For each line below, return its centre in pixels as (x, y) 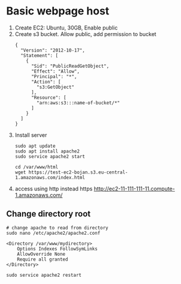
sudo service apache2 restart (44, 275)
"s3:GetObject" (56, 87)
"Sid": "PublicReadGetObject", (70, 66)
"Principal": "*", (54, 76)
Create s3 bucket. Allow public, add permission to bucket (86, 34)
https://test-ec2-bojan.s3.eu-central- (78, 172)
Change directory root (49, 214)
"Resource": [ (49, 97)
